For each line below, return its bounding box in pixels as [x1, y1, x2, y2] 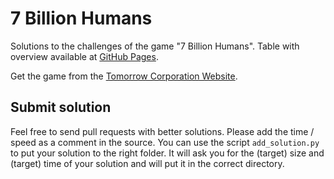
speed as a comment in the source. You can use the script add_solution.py [10, 136, 320, 148]
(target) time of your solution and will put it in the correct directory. [10, 157, 285, 169]
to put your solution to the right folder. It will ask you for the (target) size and [10, 147, 325, 159]
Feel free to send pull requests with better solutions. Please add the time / [10, 125, 315, 137]
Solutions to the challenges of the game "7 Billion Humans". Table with [10, 40, 300, 52]
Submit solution [10, 99, 112, 116]
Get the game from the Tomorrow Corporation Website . [10, 70, 238, 82]
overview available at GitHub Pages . [10, 50, 159, 62]
